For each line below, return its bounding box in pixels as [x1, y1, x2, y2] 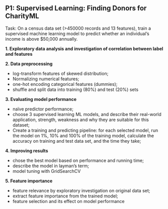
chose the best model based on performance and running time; [12, 157, 144, 163]
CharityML [5, 12, 39, 21]
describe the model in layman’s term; [12, 163, 90, 169]
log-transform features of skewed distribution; [12, 70, 109, 76]
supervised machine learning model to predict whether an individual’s [5, 30, 149, 37]
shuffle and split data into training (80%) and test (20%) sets [12, 86, 139, 92]
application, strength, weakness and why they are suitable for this [12, 117, 149, 123]
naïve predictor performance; [12, 106, 74, 112]
